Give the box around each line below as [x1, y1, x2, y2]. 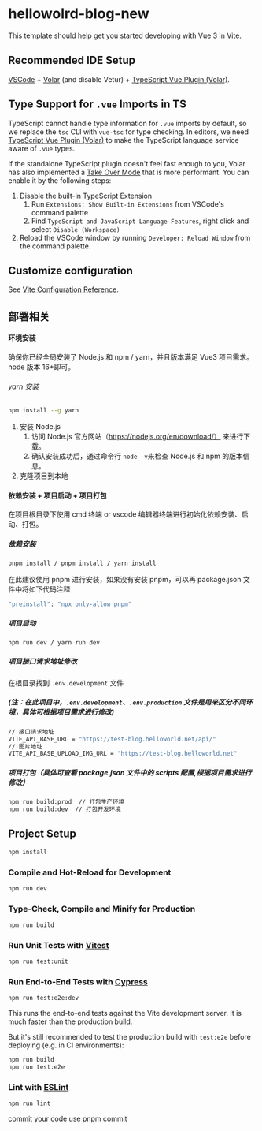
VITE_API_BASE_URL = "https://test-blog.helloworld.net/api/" [8, 735, 216, 743]
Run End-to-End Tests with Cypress [8, 976, 148, 987]
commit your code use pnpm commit [8, 1114, 127, 1124]
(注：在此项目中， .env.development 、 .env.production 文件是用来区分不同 [8, 697, 246, 707]
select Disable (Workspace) [31, 224, 120, 233]
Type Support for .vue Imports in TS [8, 98, 186, 111]
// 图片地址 [8, 742, 43, 750]
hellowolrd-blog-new [8, 5, 149, 23]
